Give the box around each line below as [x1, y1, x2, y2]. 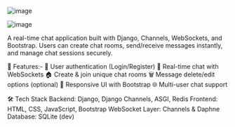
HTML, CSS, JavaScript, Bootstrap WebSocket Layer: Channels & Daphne [7, 105, 220, 113]
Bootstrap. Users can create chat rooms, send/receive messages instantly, [7, 41, 223, 49]
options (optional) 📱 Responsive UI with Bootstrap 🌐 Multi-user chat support [7, 81, 228, 88]
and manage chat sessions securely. [7, 49, 113, 57]
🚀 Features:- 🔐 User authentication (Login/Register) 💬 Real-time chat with [7, 62, 219, 70]
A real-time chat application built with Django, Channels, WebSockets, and [7, 34, 222, 42]
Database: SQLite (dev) [7, 112, 75, 121]
